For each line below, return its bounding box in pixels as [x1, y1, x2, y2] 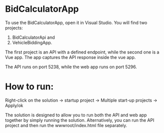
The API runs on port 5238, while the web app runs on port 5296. [5, 64, 137, 70]
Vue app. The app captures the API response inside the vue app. [5, 54, 136, 60]
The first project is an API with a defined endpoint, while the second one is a [5, 49, 160, 55]
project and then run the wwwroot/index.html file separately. [5, 122, 128, 128]
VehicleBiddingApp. [12, 39, 53, 45]
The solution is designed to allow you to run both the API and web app [5, 112, 147, 118]
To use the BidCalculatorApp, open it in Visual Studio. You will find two [5, 20, 147, 26]
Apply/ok [5, 102, 24, 108]
